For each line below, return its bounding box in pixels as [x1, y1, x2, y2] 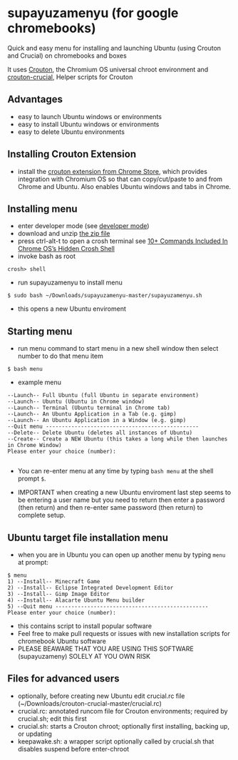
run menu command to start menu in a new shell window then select [17, 344, 219, 353]
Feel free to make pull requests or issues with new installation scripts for [17, 630, 230, 637]
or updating [17, 729, 52, 738]
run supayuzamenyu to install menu [17, 278, 123, 287]
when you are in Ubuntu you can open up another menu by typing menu [17, 550, 226, 559]
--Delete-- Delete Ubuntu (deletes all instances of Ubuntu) [7, 429, 193, 436]
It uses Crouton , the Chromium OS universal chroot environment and [7, 65, 209, 73]
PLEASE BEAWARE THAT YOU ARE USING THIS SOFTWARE [17, 645, 194, 653]
